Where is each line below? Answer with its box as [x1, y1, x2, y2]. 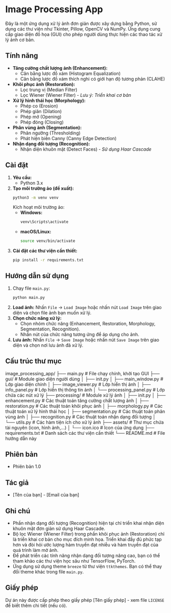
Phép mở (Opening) [20, 114, 62, 120]
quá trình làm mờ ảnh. [12, 547, 59, 553]
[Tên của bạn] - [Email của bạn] [12, 492, 79, 498]
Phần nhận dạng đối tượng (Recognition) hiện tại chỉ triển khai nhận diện [12, 520, 164, 526]
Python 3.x [20, 180, 43, 186]
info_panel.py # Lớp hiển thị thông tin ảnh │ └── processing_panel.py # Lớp [5, 386, 165, 393]
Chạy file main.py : [12, 285, 50, 291]
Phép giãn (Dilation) [20, 108, 62, 114]
